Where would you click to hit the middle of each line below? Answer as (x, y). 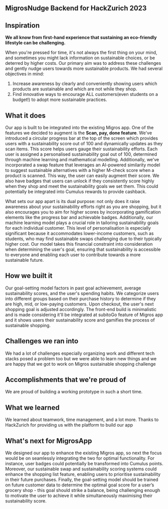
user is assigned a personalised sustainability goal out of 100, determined (81, 154)
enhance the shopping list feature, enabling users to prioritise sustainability (83, 474)
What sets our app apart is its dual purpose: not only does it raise (73, 201)
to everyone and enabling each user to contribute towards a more (73, 255)
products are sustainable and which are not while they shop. (75, 89)
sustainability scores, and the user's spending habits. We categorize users (82, 293)
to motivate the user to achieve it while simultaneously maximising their (79, 496)
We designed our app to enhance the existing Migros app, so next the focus (83, 453)
